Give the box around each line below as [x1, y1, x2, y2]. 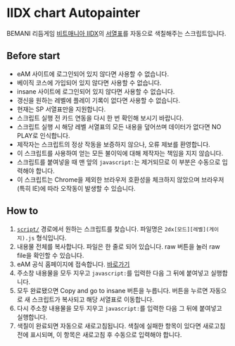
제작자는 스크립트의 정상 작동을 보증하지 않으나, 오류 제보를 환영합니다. [16, 140, 210, 149]
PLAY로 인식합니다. [16, 131, 71, 140]
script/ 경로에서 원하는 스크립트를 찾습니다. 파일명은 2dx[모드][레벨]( [16, 224, 210, 233]
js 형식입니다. [28, 233, 67, 242]
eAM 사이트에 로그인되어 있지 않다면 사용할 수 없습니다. [16, 69, 170, 78]
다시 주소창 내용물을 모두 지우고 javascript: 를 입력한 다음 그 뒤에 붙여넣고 [16, 304, 222, 312]
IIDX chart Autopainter [6, 5, 141, 21]
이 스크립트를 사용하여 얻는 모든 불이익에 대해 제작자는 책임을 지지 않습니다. [16, 149, 224, 157]
